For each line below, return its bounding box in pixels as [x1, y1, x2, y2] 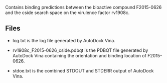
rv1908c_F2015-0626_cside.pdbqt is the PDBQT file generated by [12, 47, 148, 53]
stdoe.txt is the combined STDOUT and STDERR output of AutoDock [12, 67, 154, 73]
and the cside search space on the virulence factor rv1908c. [5, 10, 130, 16]
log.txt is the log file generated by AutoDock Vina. [12, 37, 115, 43]
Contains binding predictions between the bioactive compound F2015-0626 [5, 5, 162, 10]
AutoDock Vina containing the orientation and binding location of [12, 52, 147, 58]
